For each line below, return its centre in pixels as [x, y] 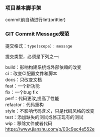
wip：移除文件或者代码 [29, 123]
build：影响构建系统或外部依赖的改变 [43, 67]
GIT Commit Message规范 [37, 34]
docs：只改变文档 [24, 79]
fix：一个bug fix [22, 92]
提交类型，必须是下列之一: [32, 56]
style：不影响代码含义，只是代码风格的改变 [50, 110]
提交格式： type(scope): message [39, 45]
